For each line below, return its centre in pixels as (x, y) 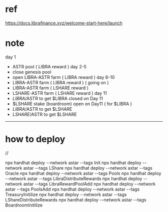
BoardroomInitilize (24, 205)
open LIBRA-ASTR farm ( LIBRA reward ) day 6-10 (63, 77)
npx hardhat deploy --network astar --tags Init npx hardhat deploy (73, 163)
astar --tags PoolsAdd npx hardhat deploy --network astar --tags (72, 189)
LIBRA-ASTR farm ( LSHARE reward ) (50, 88)
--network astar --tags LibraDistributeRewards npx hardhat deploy (74, 179)
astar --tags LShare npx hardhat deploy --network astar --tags (88, 168)
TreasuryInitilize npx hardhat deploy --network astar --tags (66, 194)
